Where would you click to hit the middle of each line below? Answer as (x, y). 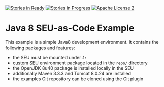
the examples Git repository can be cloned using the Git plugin (78, 79)
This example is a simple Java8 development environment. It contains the (82, 42)
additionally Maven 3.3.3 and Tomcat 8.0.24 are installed (72, 73)
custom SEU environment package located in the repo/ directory (80, 63)
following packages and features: (40, 48)
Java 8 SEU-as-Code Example (70, 28)
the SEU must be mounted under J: (50, 57)
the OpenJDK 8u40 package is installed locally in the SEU (73, 68)
